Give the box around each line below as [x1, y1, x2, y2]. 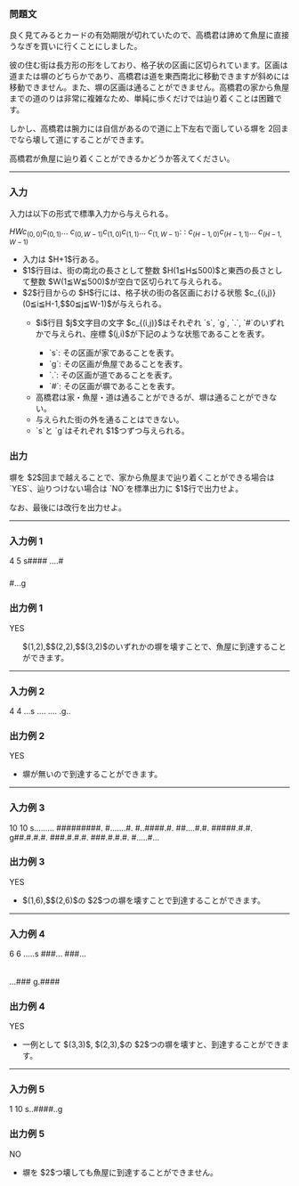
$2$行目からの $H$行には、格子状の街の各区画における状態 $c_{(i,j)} [21, 288, 276, 298]
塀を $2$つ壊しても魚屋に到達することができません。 [21, 1166, 218, 1177]
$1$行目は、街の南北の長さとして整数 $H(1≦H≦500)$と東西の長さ [21, 265, 268, 276]
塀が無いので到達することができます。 [21, 768, 163, 780]
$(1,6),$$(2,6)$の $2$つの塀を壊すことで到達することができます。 [21, 895, 265, 906]
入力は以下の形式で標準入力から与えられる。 [9, 207, 174, 219]
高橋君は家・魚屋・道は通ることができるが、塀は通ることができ [35, 392, 270, 402]
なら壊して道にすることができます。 [16, 134, 149, 145]
